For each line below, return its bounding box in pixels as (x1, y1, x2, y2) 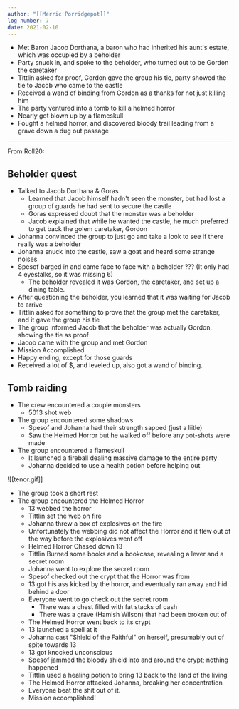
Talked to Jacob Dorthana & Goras (17, 187, 119, 195)
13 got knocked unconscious (28, 648, 112, 656)
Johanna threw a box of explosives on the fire (28, 519, 163, 528)
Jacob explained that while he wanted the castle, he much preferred (28, 217, 229, 225)
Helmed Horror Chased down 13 (28, 542, 123, 550)
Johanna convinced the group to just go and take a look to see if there (17, 233, 224, 241)
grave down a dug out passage (17, 126, 109, 136)
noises (17, 255, 38, 264)
